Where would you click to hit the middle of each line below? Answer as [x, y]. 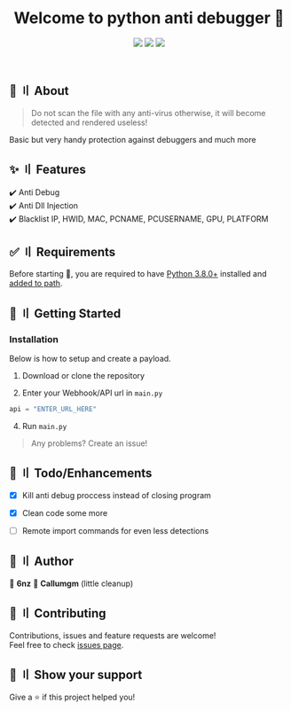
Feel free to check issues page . [67, 645]
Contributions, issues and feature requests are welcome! [113, 635]
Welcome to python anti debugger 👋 [149, 18]
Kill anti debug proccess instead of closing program [116, 495]
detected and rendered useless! [89, 122]
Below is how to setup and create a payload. [90, 359]
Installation [34, 339]
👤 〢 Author [41, 562]
